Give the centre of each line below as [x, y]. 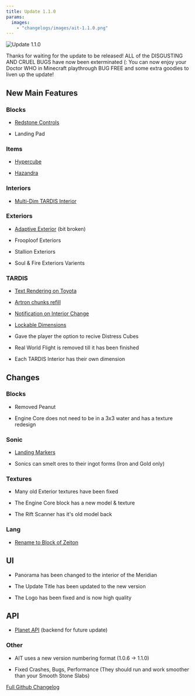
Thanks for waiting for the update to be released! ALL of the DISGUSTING [95, 56]
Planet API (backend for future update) [61, 630]
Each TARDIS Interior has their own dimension [70, 359]
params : [15, 17]
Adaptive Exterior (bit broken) [50, 228]
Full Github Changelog [33, 687]
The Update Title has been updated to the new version [80, 586]
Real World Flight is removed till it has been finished [76, 348]
